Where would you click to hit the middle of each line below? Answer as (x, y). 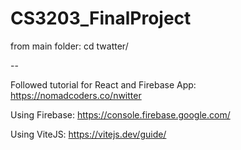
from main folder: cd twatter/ (69, 46)
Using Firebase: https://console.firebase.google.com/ (120, 114)
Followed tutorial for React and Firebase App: (103, 84)
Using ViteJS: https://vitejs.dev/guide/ (88, 134)
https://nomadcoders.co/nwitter (76, 95)
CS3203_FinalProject (101, 18)
